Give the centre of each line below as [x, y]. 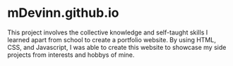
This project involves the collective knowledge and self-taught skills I [108, 32]
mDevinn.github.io [63, 13]
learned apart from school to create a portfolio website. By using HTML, [112, 39]
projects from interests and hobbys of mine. [71, 55]
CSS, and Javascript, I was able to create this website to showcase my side [117, 47]
